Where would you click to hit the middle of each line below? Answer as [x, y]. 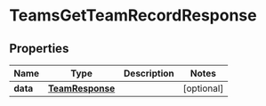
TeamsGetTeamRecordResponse [133, 16]
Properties [39, 49]
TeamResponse [81, 88]
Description [149, 73]
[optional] [203, 88]
